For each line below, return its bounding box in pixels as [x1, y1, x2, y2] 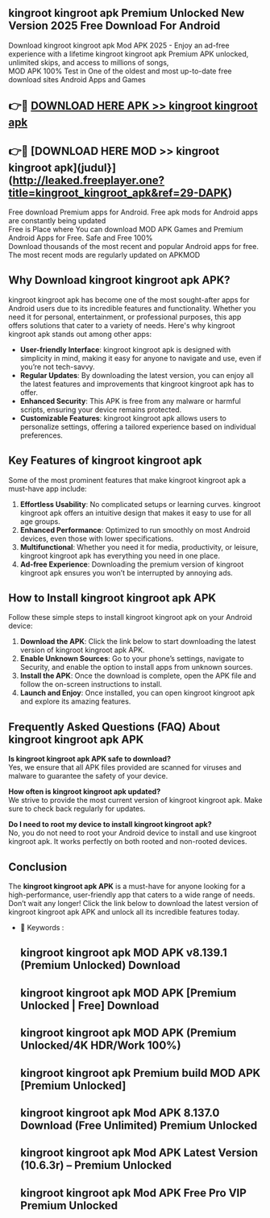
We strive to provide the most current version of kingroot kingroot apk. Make [8, 796, 263, 805]
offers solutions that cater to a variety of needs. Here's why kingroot [8, 320, 235, 330]
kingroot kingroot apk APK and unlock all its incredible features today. [8, 907, 240, 917]
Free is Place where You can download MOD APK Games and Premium [8, 225, 243, 235]
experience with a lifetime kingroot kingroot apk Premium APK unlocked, [8, 48, 249, 59]
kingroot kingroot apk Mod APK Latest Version [19, 1146, 259, 1160]
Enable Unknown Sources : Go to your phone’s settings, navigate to [19, 654, 244, 663]
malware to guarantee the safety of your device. [8, 771, 168, 781]
